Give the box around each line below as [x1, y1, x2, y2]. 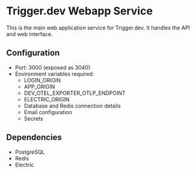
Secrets [23, 115, 43, 122]
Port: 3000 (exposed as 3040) [14, 64, 91, 71]
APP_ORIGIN [23, 83, 55, 90]
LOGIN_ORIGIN [23, 76, 61, 83]
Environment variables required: [14, 70, 94, 77]
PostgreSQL [14, 148, 45, 156]
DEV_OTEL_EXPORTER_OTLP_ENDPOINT [23, 89, 126, 97]
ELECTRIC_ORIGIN [23, 96, 70, 103]
